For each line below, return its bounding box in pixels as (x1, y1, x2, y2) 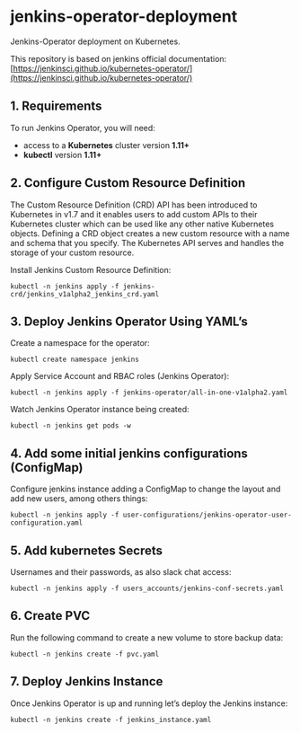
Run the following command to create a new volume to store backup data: (10, 631, 284, 643)
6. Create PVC (10, 608, 91, 623)
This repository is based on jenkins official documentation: (10, 53, 227, 64)
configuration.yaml (10, 518, 84, 527)
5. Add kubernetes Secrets (10, 543, 163, 558)
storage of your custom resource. (10, 247, 135, 258)
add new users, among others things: (10, 493, 148, 504)
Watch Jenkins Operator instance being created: (10, 404, 190, 415)
